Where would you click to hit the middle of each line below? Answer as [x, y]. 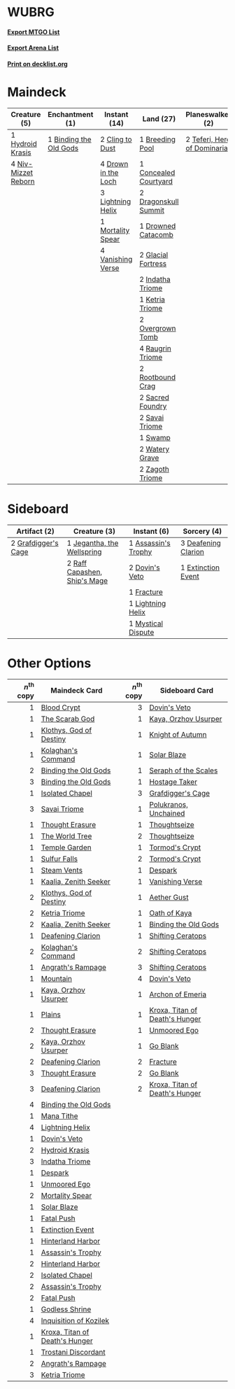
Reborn [23, 181]
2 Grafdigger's [35, 543]
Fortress [153, 263]
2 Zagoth [154, 469]
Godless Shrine [66, 1309]
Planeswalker [209, 114]
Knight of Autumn [178, 735]
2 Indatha [155, 279]
